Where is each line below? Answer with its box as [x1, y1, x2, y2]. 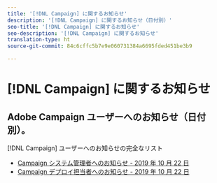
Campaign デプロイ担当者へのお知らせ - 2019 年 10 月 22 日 [17, 168, 190, 175]
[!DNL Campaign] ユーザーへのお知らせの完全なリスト [7, 144, 163, 152]
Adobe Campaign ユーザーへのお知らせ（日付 [7, 111, 206, 123]
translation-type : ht [7, 36, 71, 43]
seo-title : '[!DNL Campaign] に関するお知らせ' [7, 23, 140, 30]
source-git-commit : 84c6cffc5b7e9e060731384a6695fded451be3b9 [7, 43, 192, 50]
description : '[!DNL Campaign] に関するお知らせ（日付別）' [7, 17, 173, 24]
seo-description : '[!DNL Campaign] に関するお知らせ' [7, 29, 159, 37]
